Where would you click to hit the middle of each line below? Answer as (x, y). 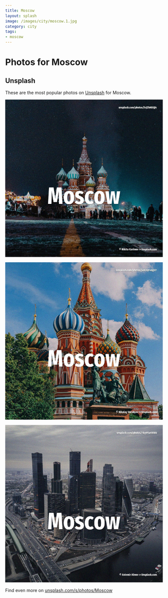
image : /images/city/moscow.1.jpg (41, 21)
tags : (11, 32)
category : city (21, 26)
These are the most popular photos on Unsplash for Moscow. (68, 93)
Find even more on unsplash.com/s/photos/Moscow (59, 590)
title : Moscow (20, 10)
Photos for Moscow (46, 62)
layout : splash (21, 16)
